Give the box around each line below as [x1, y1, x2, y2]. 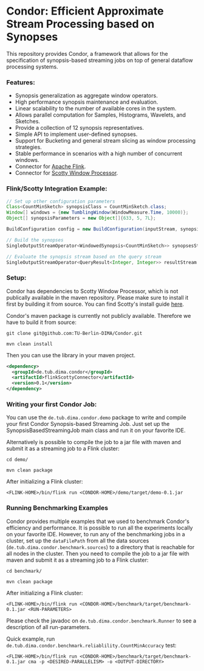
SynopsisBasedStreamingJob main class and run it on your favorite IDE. [6, 427, 186, 434]
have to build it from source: [6, 319, 77, 326]
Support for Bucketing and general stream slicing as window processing [15, 137, 196, 144]
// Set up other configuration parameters [6, 198, 115, 204]
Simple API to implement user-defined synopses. [15, 130, 138, 138]
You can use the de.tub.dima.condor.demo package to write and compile [6, 414, 186, 421]
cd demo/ [6, 457, 29, 463]
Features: [6, 78, 35, 86]
